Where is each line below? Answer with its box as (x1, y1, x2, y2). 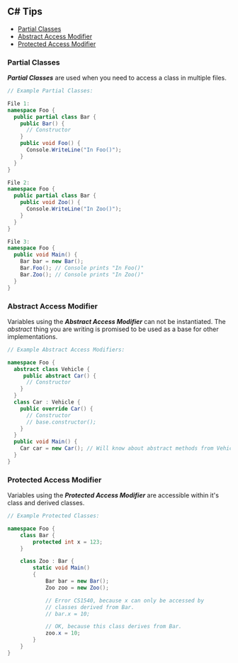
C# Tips (7, 6, 42, 18)
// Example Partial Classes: (7, 87, 93, 95)
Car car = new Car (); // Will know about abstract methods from (20, 445, 214, 452)
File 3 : (7, 238, 30, 245)
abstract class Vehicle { (13, 365, 91, 372)
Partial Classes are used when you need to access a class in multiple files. (7, 74, 227, 82)
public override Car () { (20, 405, 93, 412)
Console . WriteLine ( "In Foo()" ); (25, 146, 122, 153)
